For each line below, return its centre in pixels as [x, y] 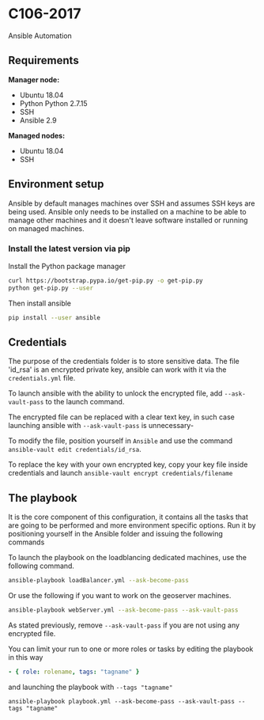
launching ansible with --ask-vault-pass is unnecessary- [101, 426]
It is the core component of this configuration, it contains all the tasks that [128, 517]
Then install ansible [40, 303]
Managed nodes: [37, 135]
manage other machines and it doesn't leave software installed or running [128, 220]
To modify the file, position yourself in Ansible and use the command [121, 441]
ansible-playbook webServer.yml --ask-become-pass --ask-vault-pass [123, 610]
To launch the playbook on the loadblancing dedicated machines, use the [128, 558]
